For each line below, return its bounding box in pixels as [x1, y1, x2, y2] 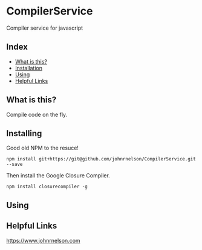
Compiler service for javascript [6, 24, 83, 31]
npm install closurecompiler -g [6, 183, 88, 190]
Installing [6, 128, 42, 139]
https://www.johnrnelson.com [6, 237, 80, 244]
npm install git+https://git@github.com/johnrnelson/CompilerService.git [6, 156, 197, 162]
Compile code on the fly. [6, 111, 68, 118]
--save [6, 162, 23, 168]
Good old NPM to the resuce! [6, 144, 79, 152]
